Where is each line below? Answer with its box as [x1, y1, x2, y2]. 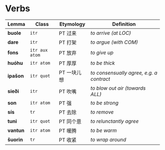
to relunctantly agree [90, 118, 139, 125]
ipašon [7, 72, 24, 79]
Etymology [59, 21, 85, 27]
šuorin [7, 136, 23, 143]
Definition [112, 21, 136, 27]
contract [90, 75, 110, 82]
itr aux [30, 47, 48, 53]
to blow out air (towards [90, 84, 146, 91]
